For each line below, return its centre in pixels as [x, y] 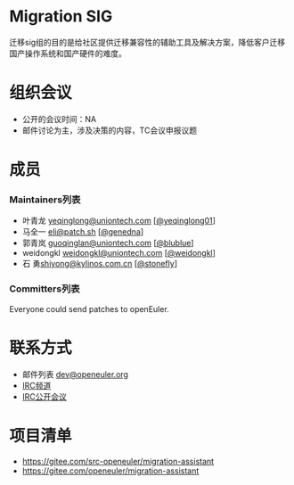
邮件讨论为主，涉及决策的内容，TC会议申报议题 [110, 130]
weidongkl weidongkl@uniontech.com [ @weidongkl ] [119, 253]
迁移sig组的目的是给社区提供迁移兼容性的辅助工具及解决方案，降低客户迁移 [147, 42]
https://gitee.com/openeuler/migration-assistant [110, 471]
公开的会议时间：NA [59, 119]
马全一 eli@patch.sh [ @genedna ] [83, 232]
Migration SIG [61, 16]
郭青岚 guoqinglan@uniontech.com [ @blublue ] [108, 243]
